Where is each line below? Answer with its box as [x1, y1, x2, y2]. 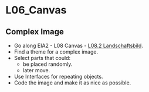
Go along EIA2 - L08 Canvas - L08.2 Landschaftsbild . [13, 42, 143, 49]
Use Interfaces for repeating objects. [13, 73, 103, 80]
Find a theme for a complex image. [13, 48, 98, 55]
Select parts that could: [13, 55, 71, 61]
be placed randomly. [22, 61, 73, 68]
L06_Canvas [5, 3, 67, 17]
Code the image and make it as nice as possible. [13, 79, 131, 86]
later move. [22, 67, 50, 73]
